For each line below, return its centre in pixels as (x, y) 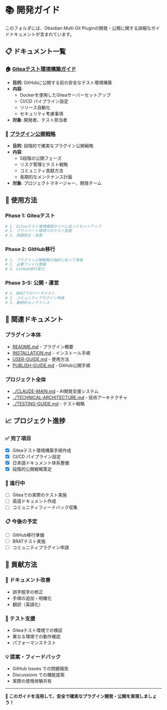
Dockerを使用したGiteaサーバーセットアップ (65, 95)
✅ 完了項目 (18, 439)
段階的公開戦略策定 (32, 469)
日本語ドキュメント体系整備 (41, 463)
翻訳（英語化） (28, 604)
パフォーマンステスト (34, 642)
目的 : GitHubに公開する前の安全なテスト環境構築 (62, 82)
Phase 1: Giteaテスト (30, 216)
